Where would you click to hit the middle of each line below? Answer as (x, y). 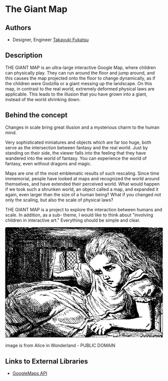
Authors (18, 28)
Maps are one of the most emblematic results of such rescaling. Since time (82, 173)
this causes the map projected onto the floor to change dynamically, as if (80, 78)
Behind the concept (36, 115)
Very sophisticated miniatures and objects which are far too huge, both (78, 142)
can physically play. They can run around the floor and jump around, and (80, 73)
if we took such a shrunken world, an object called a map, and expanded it (82, 189)
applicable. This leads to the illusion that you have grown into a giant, (76, 94)
